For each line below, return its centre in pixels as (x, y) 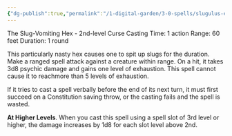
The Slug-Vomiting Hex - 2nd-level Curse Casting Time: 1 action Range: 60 (114, 33)
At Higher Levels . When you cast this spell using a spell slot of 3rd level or (113, 117)
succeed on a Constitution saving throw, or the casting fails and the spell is (114, 97)
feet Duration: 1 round (38, 40)
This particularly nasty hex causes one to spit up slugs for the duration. (108, 54)
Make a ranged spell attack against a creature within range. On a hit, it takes (115, 61)
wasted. (18, 104)
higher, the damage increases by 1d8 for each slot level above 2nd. (103, 124)
